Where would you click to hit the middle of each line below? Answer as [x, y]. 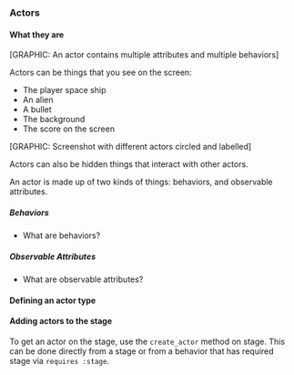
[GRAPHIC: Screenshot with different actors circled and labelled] [131, 147]
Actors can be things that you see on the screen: [101, 73]
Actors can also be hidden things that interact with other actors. [129, 164]
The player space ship [64, 90]
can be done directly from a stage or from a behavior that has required [142, 351]
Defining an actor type [53, 300]
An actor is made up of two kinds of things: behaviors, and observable [141, 182]
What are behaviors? [61, 235]
